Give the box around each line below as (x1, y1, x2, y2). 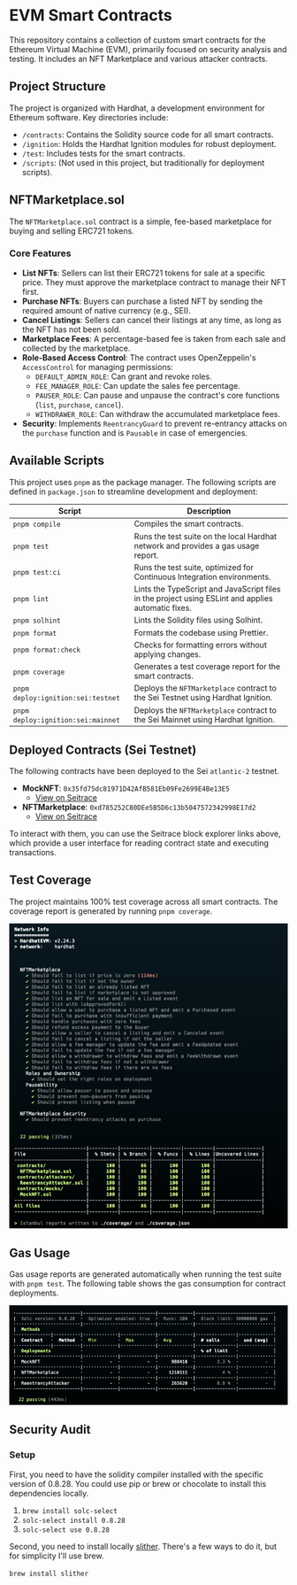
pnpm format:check (12, 646, 81, 655)
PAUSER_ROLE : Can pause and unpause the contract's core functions (34, 390, 280, 400)
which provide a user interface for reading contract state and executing (9, 838, 270, 848)
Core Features (9, 247, 72, 259)
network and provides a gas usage (133, 540, 260, 551)
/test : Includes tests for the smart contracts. (21, 148, 186, 158)
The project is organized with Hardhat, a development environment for (9, 103, 265, 113)
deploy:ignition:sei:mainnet (12, 715, 121, 724)
